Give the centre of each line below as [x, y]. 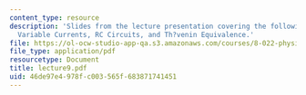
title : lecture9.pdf [49, 69]
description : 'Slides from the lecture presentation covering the [138, 26]
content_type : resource [55, 18]
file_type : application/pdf [63, 52]
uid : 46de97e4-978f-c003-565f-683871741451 [93, 77]
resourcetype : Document [55, 60]
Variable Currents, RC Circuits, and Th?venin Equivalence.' [136, 34]
